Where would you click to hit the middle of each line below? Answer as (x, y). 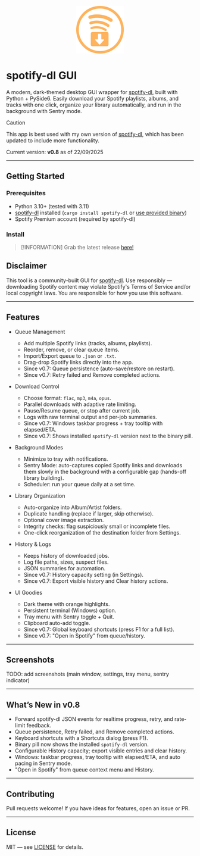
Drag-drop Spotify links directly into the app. (78, 362)
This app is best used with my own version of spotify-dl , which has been (95, 134)
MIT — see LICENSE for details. (45, 847)
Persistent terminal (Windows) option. (70, 610)
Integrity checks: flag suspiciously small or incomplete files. (97, 526)
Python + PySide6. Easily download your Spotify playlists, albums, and (93, 98)
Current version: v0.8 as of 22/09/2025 (55, 152)
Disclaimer (26, 266)
